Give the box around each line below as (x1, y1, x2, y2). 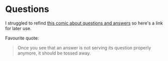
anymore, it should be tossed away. (17, 50, 91, 56)
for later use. (5, 25, 32, 31)
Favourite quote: (5, 35, 39, 41)
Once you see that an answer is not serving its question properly (17, 44, 151, 50)
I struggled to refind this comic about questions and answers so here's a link (5, 20, 163, 26)
